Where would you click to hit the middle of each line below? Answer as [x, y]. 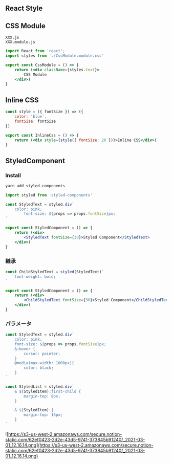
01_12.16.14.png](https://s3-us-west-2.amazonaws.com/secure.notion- [79, 445]
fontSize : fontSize [35, 121]
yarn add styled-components [35, 186]
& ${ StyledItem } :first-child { [48, 391]
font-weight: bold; [35, 277]
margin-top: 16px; [43, 415]
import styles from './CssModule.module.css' [55, 56]
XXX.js [12, 38]
